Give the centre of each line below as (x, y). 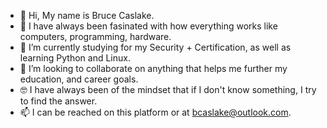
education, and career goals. (79, 79)
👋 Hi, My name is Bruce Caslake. (87, 15)
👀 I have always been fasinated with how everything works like (148, 26)
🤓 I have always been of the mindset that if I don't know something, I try (168, 89)
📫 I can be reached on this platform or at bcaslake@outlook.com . (155, 112)
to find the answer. (58, 101)
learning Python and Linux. (75, 58)
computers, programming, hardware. (95, 36)
